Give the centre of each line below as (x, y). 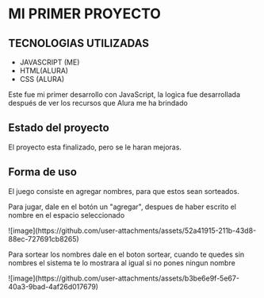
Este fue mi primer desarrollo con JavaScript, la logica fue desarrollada (124, 95)
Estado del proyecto (59, 128)
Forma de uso (43, 172)
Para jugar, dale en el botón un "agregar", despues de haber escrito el (122, 207)
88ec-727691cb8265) (44, 238)
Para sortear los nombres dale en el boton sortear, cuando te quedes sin (126, 254)
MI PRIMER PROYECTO (84, 14)
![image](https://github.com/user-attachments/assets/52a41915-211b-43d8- (132, 230)
